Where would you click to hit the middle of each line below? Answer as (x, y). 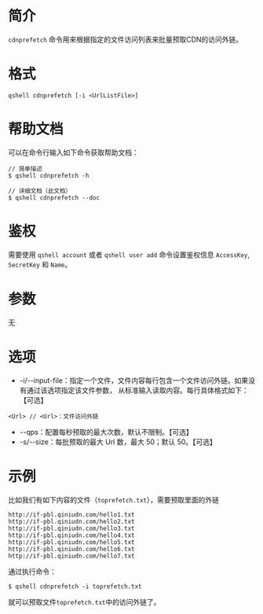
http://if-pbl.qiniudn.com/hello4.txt (71, 535)
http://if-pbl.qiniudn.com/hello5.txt (71, 542)
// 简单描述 (26, 169)
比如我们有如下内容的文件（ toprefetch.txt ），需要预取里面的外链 (114, 499)
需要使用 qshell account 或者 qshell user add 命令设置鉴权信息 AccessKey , (129, 254)
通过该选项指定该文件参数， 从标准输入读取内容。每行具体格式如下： (137, 390)
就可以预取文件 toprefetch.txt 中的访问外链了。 (84, 601)
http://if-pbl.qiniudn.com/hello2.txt (71, 521)
